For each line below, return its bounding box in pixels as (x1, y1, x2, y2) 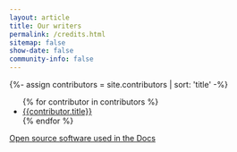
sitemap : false (9, 38, 66, 47)
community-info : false (9, 55, 94, 63)
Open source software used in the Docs (9, 133, 157, 143)
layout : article (9, 13, 70, 22)
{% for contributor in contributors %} (21, 97, 159, 107)
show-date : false (9, 46, 74, 55)
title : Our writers (9, 21, 82, 30)
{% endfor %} (21, 115, 74, 126)
